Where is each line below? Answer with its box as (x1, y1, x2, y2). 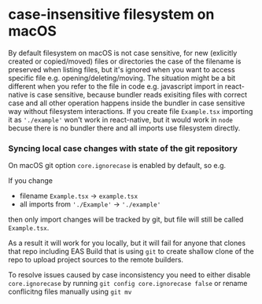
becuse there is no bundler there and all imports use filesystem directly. (8, 123, 241, 133)
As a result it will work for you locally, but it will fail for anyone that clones (8, 238, 246, 248)
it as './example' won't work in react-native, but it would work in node (8, 115, 234, 124)
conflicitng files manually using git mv (8, 287, 132, 296)
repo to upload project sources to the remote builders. (8, 255, 183, 265)
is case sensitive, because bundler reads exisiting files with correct (29, 90, 248, 99)
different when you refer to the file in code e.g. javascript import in (8, 81, 223, 91)
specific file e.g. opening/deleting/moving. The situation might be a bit (8, 73, 236, 82)
